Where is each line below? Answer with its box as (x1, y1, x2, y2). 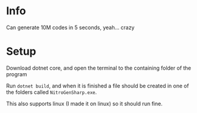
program (6, 70, 27, 78)
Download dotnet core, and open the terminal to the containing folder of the (6, 64, 192, 71)
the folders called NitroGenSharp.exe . (6, 88, 97, 96)
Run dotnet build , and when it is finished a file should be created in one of (6, 82, 189, 89)
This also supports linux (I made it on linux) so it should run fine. (6, 100, 163, 107)
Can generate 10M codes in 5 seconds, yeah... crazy (6, 24, 135, 31)
